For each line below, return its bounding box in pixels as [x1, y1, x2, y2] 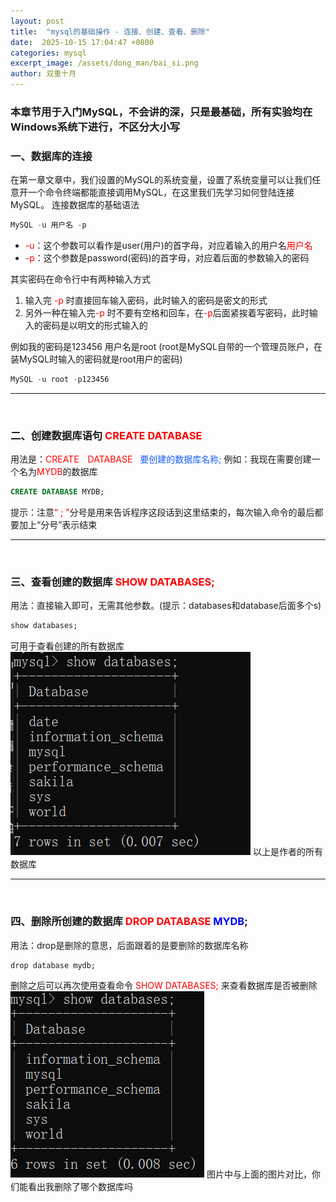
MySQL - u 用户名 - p [10, 220, 87, 230]
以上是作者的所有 [252, 846, 323, 858]
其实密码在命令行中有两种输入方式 [10, 273, 151, 285]
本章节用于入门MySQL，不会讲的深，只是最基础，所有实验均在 [10, 105, 313, 119]
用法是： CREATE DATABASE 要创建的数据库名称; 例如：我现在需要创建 [10, 453, 312, 465]
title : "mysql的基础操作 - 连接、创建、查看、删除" [10, 26, 211, 37]
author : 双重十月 [10, 69, 77, 79]
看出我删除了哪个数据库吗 [27, 1180, 133, 1192]
